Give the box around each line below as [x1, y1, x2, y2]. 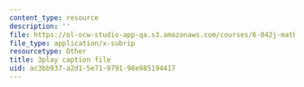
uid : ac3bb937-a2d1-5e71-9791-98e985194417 [9, 64, 176, 73]
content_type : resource [9, 13, 100, 23]
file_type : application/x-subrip [9, 38, 136, 48]
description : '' [9, 22, 71, 31]
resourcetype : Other [9, 47, 88, 56]
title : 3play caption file [9, 55, 111, 64]
